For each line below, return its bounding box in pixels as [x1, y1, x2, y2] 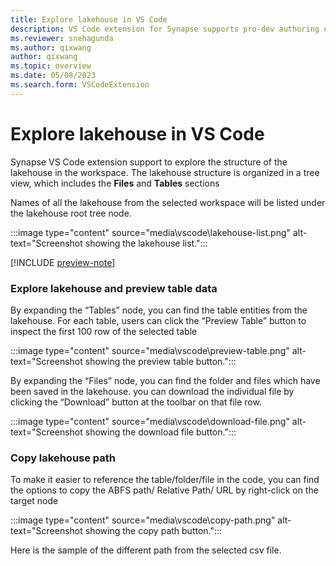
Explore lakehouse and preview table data [10, 281, 218, 295]
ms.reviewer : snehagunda [10, 33, 114, 43]
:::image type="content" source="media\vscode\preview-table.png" [10, 344, 290, 356]
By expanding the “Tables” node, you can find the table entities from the [10, 304, 308, 316]
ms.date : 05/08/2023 [10, 71, 97, 81]
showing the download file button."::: [84, 426, 237, 438]
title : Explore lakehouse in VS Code [10, 14, 168, 25]
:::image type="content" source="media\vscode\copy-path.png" [10, 514, 276, 526]
